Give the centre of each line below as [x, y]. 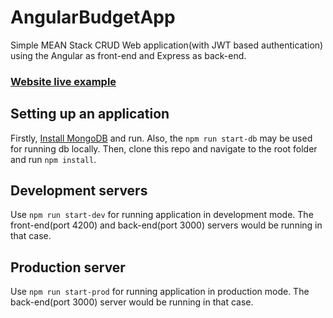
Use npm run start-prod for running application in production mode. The [160, 292]
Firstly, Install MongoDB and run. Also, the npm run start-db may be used [161, 138]
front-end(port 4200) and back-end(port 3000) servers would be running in [166, 225]
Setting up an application [90, 114]
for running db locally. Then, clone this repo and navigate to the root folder [164, 148]
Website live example [63, 81]
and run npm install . [53, 159]
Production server [68, 267]
